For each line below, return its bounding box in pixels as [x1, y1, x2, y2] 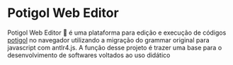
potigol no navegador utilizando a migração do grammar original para [7, 35, 210, 44]
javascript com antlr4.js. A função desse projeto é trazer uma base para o [7, 43, 222, 52]
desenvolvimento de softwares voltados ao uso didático [7, 51, 171, 59]
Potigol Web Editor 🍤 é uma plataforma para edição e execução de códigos [7, 28, 227, 37]
